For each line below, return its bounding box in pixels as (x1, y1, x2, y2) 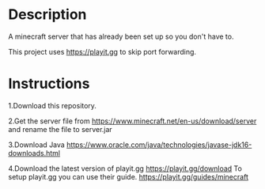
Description (8, 6, 87, 24)
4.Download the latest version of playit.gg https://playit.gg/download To (8, 164, 243, 173)
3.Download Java (8, 140, 65, 149)
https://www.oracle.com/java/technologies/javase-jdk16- (66, 140, 252, 149)
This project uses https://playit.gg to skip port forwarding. (8, 47, 196, 56)
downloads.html (8, 148, 61, 157)
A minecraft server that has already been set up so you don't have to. (8, 32, 234, 41)
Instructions (8, 75, 90, 93)
